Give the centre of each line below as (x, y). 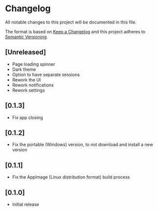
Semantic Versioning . (26, 37)
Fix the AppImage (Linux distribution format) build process (71, 177)
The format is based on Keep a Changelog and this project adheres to (75, 31)
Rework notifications (33, 85)
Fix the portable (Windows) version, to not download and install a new (82, 145)
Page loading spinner (34, 64)
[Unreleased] (26, 52)
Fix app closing (27, 117)
